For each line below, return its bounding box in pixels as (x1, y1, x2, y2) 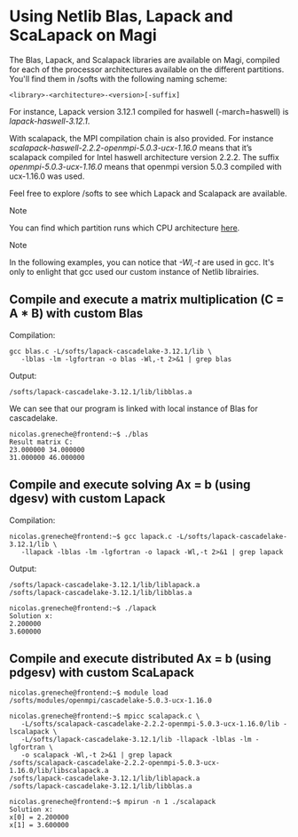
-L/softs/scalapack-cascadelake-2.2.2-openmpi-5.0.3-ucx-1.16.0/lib (20, 720, 279, 728)
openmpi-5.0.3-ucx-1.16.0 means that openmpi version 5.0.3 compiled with (9, 161, 282, 172)
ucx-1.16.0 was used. (9, 171, 85, 181)
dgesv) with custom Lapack (9, 491, 166, 506)
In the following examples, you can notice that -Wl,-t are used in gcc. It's (9, 256, 275, 268)
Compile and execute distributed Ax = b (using (9, 651, 272, 666)
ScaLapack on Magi (9, 25, 157, 45)
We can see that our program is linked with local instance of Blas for (9, 403, 259, 414)
